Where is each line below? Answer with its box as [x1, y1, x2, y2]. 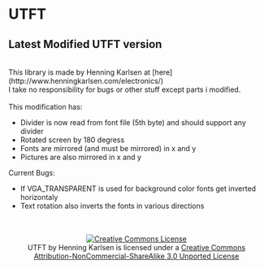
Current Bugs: [8, 168, 55, 177]
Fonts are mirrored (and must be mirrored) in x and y [19, 144, 197, 153]
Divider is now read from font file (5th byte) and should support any [19, 118, 246, 127]
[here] [152, 67, 173, 77]
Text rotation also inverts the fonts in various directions [19, 201, 205, 210]
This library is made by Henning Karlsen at [8, 67, 151, 77]
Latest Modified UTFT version [8, 37, 162, 51]
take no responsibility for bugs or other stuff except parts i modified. [11, 85, 241, 94]
